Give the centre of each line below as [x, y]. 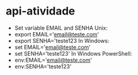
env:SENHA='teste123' [43, 66]
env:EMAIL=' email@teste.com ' [53, 60]
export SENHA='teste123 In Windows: [62, 41]
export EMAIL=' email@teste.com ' [57, 34]
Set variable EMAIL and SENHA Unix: [61, 28]
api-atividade [41, 11]
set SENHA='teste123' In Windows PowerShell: [73, 53]
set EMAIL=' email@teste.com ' [53, 47]
